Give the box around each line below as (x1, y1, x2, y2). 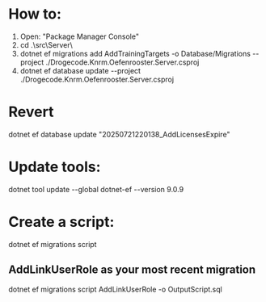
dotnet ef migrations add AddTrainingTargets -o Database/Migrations (19, 48, 251, 58)
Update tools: (8, 158, 101, 176)
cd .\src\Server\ (19, 40, 73, 49)
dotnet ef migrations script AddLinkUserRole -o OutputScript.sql (8, 284, 222, 294)
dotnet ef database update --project (19, 65, 141, 75)
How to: (8, 5, 62, 23)
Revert (8, 103, 54, 121)
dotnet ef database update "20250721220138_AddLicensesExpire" (8, 129, 230, 139)
